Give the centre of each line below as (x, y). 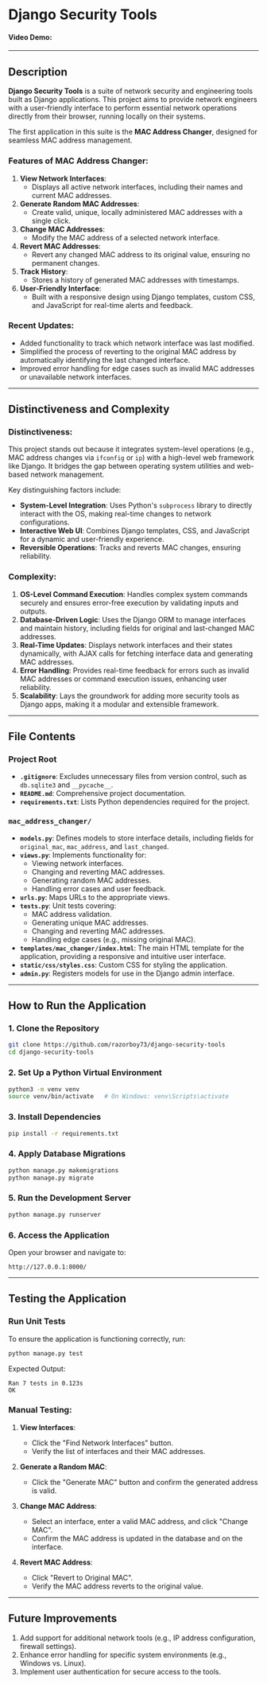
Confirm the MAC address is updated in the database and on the (137, 1538)
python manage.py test (46, 1353)
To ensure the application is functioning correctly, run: (97, 1339)
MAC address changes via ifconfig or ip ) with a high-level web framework (131, 458)
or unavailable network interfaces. (76, 376)
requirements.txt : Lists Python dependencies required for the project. (135, 802)
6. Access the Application (59, 1235)
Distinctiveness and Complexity (89, 409)
